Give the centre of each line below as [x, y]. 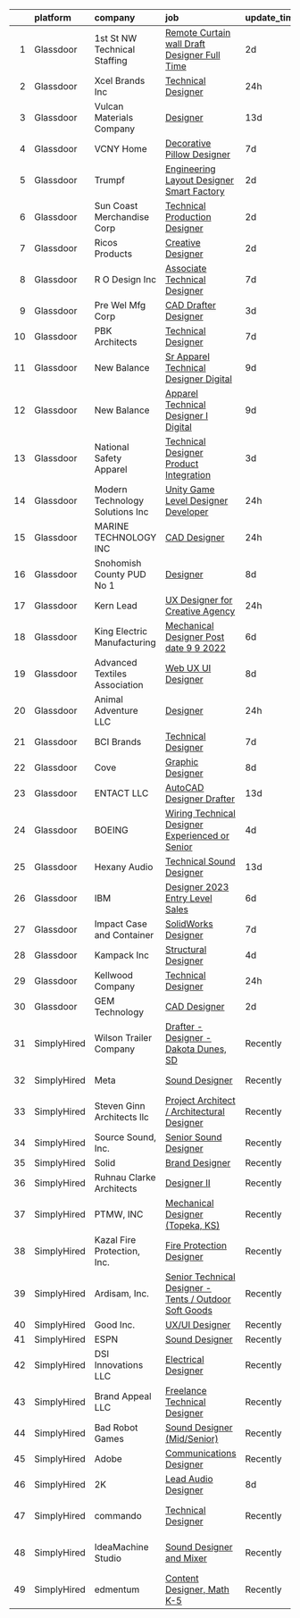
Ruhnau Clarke [125, 1177]
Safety [108, 458]
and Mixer [186, 1558]
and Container [124, 935]
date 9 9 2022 [195, 648]
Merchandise [122, 217]
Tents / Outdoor [198, 1299]
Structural [186, 949]
